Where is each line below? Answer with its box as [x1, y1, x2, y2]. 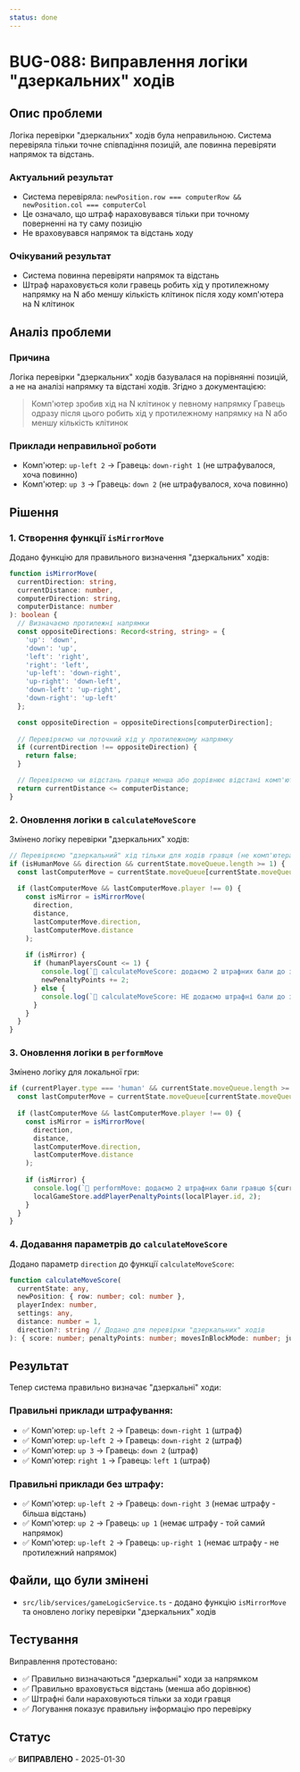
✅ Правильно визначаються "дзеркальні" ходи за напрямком [21, 1673, 259, 1684]
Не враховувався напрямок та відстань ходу [21, 227, 194, 238]
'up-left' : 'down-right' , [25, 669, 122, 678]
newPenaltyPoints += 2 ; [41, 975, 129, 985]
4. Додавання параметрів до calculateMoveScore [9, 1238, 228, 1250]
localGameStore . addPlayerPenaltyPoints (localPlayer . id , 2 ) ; [32, 1191, 262, 1201]
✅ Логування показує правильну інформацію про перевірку [21, 1703, 252, 1714]
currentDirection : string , [17, 577, 118, 586]
